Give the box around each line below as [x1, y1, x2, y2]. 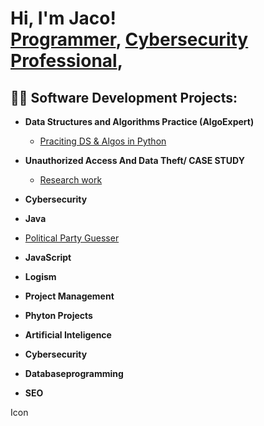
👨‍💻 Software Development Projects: [10, 89, 238, 106]
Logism [24, 271, 57, 282]
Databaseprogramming [24, 368, 124, 379]
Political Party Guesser [24, 232, 120, 244]
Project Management [24, 290, 115, 302]
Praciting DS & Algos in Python [39, 135, 167, 147]
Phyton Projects [24, 310, 93, 321]
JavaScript [24, 252, 72, 263]
